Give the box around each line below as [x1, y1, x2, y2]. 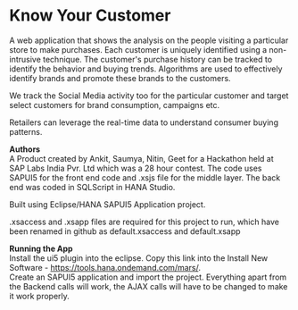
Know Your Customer [9, 5, 171, 26]
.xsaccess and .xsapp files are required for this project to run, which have [9, 216, 279, 227]
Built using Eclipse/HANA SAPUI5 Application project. [9, 198, 206, 210]
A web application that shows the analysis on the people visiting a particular [9, 35, 289, 46]
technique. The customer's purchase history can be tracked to [43, 54, 273, 64]
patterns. [9, 126, 43, 137]
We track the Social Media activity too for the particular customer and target [9, 90, 289, 101]
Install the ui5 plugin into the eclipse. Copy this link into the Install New [9, 252, 269, 264]
